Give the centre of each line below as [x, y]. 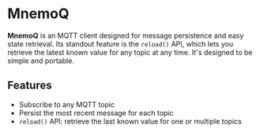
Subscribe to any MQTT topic [67, 104]
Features [30, 86]
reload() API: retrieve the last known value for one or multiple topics [130, 121]
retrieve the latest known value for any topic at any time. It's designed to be [130, 52]
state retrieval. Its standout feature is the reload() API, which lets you [121, 43]
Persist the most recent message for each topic [96, 113]
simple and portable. [41, 61]
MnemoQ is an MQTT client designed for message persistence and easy [126, 35]
